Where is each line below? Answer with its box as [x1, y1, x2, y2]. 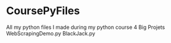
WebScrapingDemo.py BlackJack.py [6, 29, 96, 37]
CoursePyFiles [6, 4, 80, 18]
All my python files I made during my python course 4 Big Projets [6, 24, 165, 31]
